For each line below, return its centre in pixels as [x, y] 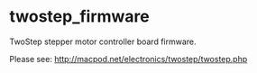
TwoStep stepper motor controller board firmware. [103, 41]
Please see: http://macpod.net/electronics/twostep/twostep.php [128, 59]
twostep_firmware [80, 17]
